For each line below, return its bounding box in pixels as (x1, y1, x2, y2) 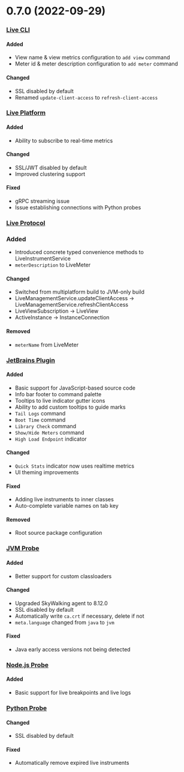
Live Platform (6, 109, 46, 117)
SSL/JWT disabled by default (14, 164, 87, 171)
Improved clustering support (14, 170, 86, 178)
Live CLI (6, 26, 30, 34)
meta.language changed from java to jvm (14, 618, 115, 626)
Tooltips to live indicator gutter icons (14, 397, 105, 404)
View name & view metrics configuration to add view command (14, 54, 170, 61)
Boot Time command (14, 416, 66, 423)
